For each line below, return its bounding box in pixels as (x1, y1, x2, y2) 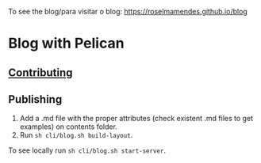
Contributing (8, 66, 73, 79)
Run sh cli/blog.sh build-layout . (19, 131, 133, 140)
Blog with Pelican (8, 35, 125, 52)
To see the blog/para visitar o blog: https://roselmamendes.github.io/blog (8, 7, 248, 16)
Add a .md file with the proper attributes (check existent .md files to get (19, 114, 254, 123)
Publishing (8, 93, 63, 106)
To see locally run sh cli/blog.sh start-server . (8, 146, 167, 155)
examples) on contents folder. (19, 122, 117, 131)
